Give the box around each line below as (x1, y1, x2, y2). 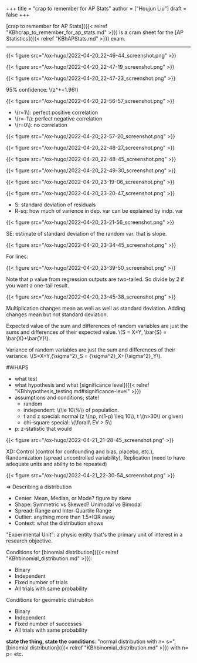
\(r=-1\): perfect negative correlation (14, 115, 103, 122)
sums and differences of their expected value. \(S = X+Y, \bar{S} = (6, 329, 167, 336)
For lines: (6, 253, 28, 260)
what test (14, 376, 38, 382)
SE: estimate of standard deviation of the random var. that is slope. (6, 230, 167, 237)
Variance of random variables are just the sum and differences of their (6, 346, 176, 353)
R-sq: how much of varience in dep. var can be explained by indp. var (14, 207, 184, 214)
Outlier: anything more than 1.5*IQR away (14, 514, 116, 520)
